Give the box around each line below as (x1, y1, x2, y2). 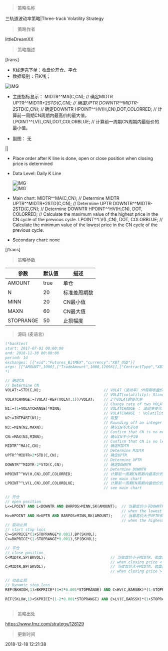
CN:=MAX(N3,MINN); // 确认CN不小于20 (5, 434, 138, 439)
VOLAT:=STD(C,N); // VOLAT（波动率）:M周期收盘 (5, 387, 160, 393)
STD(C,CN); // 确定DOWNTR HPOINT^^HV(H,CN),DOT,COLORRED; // (15, 106, 157, 112)
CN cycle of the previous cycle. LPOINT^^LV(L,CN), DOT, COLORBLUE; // (12, 217, 163, 222)
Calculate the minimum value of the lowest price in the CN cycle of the (12, 222, 158, 228)
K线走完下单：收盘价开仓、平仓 (12, 67, 77, 73)
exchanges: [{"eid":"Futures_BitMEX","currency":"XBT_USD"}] (5, 360, 135, 365)
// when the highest (121, 518, 164, 523)
